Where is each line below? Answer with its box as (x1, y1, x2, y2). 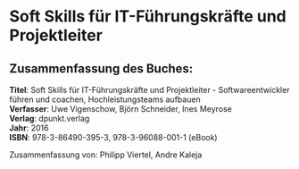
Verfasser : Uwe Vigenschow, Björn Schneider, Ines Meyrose (9, 104, 232, 114)
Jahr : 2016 (9, 123, 49, 133)
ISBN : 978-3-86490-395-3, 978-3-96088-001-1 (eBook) (9, 132, 218, 142)
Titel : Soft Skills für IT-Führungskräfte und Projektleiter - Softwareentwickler (9, 85, 290, 95)
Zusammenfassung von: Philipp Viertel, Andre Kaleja (9, 149, 203, 160)
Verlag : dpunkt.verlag (9, 114, 90, 123)
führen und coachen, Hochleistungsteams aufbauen (9, 94, 201, 105)
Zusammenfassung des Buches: (9, 61, 194, 76)
